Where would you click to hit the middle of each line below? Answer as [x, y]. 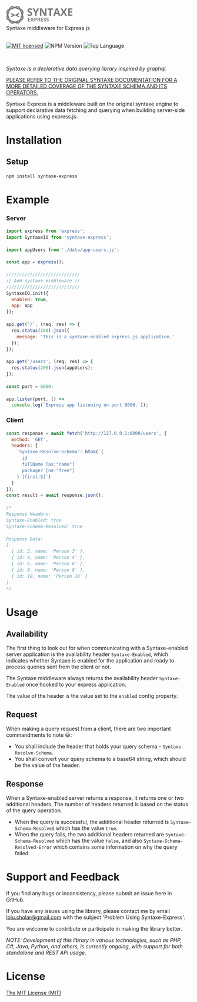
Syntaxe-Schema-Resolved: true [44, 526]
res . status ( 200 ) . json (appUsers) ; [52, 368]
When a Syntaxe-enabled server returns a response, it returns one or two [95, 798]
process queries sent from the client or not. [59, 667]
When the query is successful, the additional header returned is [92, 822]
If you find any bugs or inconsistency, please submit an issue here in [89, 893]
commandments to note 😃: [39, 735]
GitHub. [15, 899]
